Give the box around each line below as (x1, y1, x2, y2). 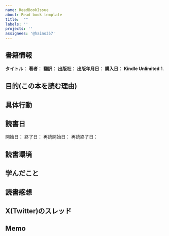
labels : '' (5, 21, 28, 27)
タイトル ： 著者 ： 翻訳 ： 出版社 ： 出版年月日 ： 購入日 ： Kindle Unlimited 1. (5, 65, 164, 72)
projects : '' (5, 26, 33, 31)
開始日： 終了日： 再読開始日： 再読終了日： (5, 134, 98, 140)
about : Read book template (5, 12, 62, 17)
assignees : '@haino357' (5, 31, 56, 36)
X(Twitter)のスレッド (5, 207, 72, 215)
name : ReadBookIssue (5, 7, 49, 13)
